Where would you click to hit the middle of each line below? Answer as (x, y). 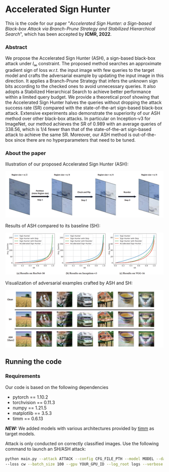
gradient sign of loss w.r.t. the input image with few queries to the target (80, 70)
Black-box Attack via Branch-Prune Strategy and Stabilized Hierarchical (80, 28)
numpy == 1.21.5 (29, 408)
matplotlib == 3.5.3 (32, 413)
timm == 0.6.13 (28, 418)
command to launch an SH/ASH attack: (46, 449)
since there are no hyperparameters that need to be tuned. (75, 140)
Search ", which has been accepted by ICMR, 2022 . (59, 34)
